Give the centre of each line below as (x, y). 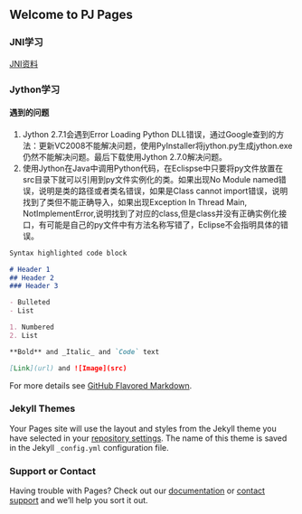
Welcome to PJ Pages (71, 15)
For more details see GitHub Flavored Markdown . (101, 385)
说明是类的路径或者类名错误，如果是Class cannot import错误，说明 (163, 191)
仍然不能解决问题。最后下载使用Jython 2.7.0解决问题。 (125, 156)
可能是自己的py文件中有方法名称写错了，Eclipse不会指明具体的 (164, 224)
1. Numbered (32, 327)
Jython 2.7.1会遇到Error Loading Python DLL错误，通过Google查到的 (149, 134)
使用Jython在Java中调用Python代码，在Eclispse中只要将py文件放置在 (153, 168)
